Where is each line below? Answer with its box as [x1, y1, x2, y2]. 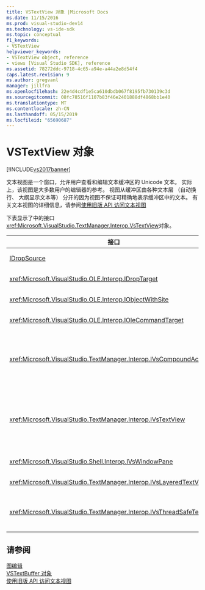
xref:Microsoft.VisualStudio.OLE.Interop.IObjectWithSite [9, 295, 169, 304]
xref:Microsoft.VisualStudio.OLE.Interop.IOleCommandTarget [9, 316, 184, 325]
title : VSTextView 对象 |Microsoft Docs [6, 9, 109, 15]
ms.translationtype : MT [6, 100, 67, 106]
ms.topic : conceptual [6, 32, 62, 38]
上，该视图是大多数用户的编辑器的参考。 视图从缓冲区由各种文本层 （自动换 [6, 186, 196, 193]
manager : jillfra [6, 83, 51, 89]
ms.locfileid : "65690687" [6, 117, 72, 123]
